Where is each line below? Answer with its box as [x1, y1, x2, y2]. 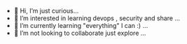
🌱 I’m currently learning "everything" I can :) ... [13, 22, 148, 29]
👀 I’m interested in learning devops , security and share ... [13, 14, 181, 22]
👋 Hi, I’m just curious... [13, 7, 79, 15]
